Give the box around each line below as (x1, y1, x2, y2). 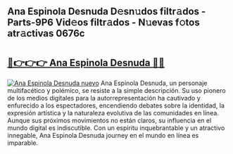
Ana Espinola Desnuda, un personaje (101, 79, 208, 87)
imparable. (7, 139, 39, 147)
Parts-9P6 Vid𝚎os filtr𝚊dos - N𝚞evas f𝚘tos (7, 17, 200, 29)
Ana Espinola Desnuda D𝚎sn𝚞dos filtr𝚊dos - (7, 6, 206, 18)
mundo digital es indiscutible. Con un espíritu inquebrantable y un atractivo (7, 124, 225, 132)
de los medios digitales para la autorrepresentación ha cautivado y (7, 94, 201, 102)
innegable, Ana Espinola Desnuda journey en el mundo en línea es (7, 131, 199, 139)
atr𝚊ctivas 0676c (7, 27, 85, 39)
